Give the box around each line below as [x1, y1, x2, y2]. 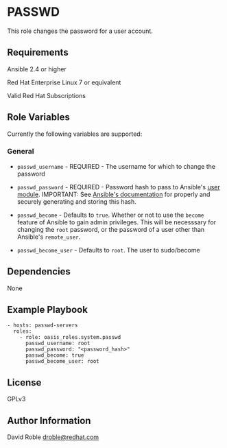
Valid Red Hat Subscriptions [7, 91, 86, 99]
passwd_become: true [25, 352, 84, 359]
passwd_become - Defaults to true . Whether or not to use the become [16, 211, 204, 219]
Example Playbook [7, 304, 88, 316]
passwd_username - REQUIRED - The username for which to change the [16, 162, 216, 170]
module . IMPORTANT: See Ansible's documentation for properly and [16, 190, 211, 198]
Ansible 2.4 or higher [7, 64, 67, 73]
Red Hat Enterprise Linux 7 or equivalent [7, 78, 121, 86]
